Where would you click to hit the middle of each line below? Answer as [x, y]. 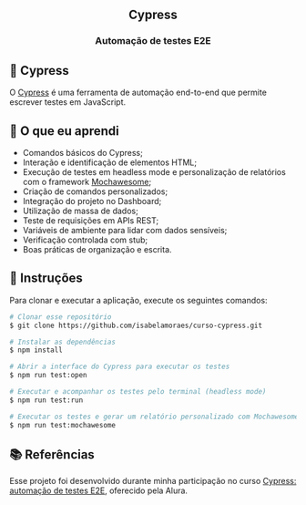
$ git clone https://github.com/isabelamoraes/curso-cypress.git [136, 325]
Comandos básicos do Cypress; [82, 152]
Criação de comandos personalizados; [95, 191]
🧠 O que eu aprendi [65, 131]
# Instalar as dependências [63, 342]
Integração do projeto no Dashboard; [92, 201]
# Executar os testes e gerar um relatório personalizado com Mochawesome [154, 417]
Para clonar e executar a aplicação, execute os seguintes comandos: [138, 300]
